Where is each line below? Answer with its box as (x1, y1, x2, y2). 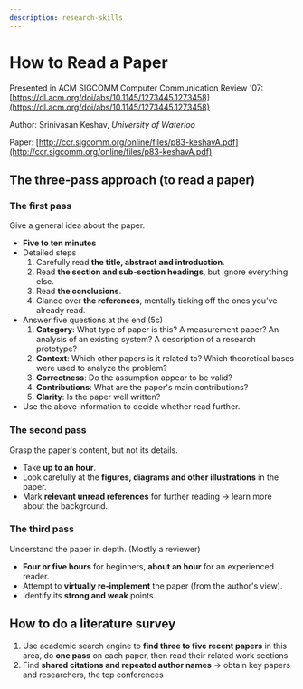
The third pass (9, 522, 75, 535)
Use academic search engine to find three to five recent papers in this (22, 640, 288, 651)
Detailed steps (22, 247, 77, 258)
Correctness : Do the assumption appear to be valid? (35, 372, 232, 383)
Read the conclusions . (35, 286, 122, 297)
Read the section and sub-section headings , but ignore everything (35, 266, 289, 277)
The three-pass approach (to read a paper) (9, 172, 256, 187)
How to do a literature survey (9, 617, 176, 632)
